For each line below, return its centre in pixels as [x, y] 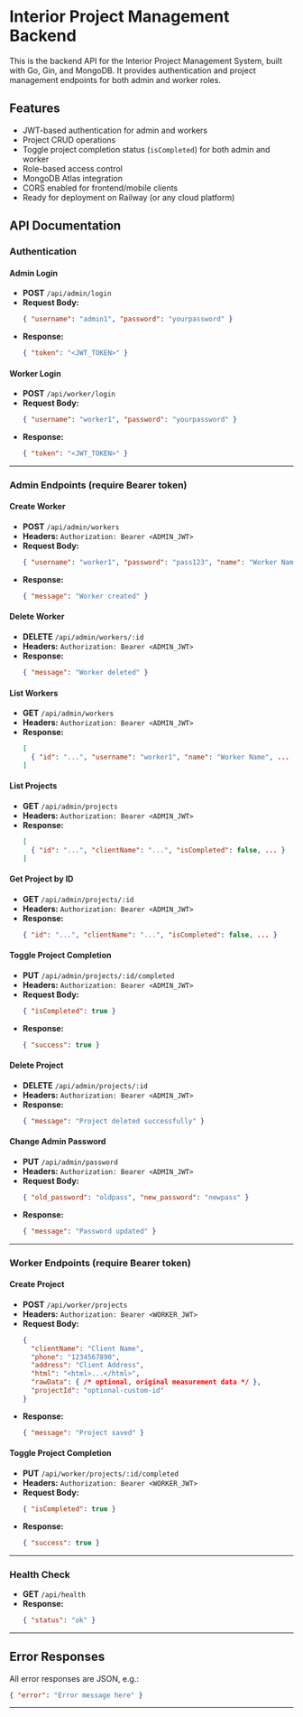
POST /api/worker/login [69, 394]
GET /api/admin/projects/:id [78, 899]
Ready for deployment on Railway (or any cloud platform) [129, 197]
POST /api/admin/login [67, 293]
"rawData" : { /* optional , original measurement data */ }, [146, 1382]
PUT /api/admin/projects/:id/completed [98, 975]
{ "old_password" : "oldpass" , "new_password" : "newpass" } [136, 1197]
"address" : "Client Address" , [87, 1366]
